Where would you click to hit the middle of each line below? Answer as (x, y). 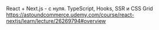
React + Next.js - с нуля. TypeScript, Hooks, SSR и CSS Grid (79, 9)
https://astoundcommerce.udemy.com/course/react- (70, 15)
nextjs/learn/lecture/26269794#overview (56, 21)
